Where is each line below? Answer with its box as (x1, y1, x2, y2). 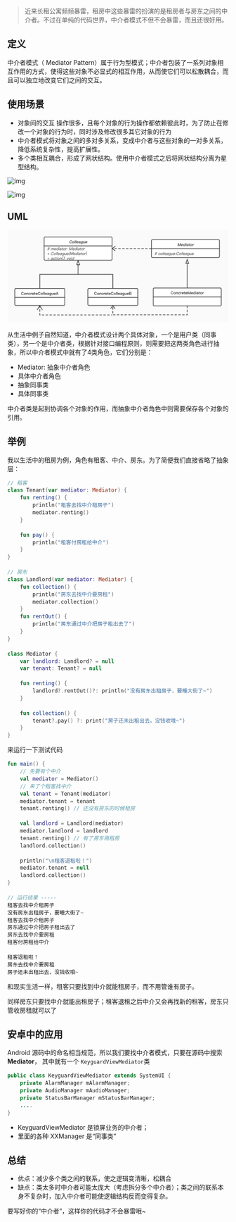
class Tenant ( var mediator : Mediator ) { (7, 487, 128, 494)
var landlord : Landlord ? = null (20, 658, 114, 665)
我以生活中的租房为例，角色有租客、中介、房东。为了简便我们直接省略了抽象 (7, 456, 229, 464)
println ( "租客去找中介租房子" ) (32, 501, 114, 509)
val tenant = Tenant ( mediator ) (20, 790, 112, 797)
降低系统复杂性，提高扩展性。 (17, 144, 104, 154)
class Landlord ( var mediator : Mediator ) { (7, 575, 133, 583)
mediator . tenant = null (20, 864, 90, 872)
